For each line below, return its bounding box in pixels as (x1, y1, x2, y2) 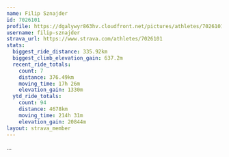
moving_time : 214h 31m (18, 112, 83, 119)
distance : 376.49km (18, 73, 75, 81)
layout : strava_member (6, 125, 71, 132)
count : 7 (18, 67, 44, 74)
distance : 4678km (18, 106, 68, 112)
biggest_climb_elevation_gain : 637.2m (12, 55, 124, 62)
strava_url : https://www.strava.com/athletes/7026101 (6, 36, 163, 43)
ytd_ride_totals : (12, 93, 62, 100)
